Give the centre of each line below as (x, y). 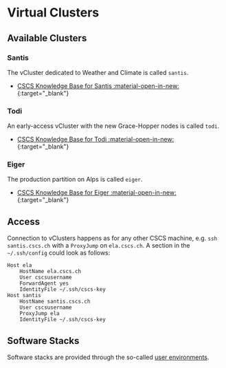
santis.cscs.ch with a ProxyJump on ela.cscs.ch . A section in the (99, 246)
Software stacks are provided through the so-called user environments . (108, 357)
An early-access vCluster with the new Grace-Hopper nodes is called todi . (113, 126)
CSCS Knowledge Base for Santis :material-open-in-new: (98, 86)
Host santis (24, 296)
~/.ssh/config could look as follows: (59, 253)
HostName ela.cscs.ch (50, 272)
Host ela (20, 266)
